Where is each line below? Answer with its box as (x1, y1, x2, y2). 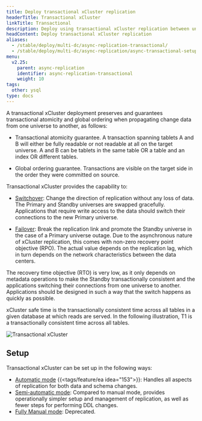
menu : (6, 54, 20, 60)
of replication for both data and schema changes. (14, 382, 138, 389)
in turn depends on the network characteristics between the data (14, 251, 176, 258)
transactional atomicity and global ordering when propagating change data (6, 116, 192, 123)
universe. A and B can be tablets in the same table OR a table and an (14, 146, 185, 154)
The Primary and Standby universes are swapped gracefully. (14, 201, 165, 208)
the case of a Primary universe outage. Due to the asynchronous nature (14, 231, 192, 239)
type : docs (6, 93, 34, 99)
